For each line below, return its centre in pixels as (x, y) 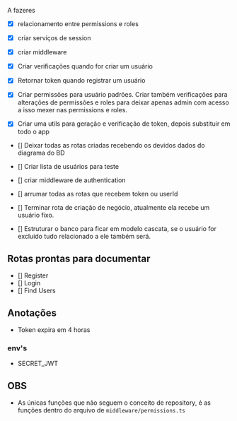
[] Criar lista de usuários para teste (68, 167)
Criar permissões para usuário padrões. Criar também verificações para (122, 95)
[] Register (33, 275)
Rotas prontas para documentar (79, 258)
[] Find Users (37, 291)
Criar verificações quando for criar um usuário (85, 66)
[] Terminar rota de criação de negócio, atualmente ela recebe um (114, 208)
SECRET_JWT (38, 364)
